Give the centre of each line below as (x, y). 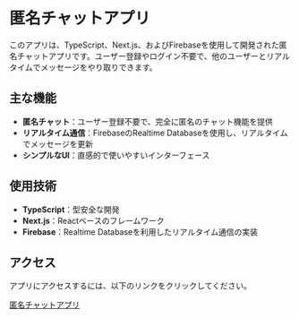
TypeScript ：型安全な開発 (71, 209)
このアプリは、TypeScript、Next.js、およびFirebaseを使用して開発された (144, 45)
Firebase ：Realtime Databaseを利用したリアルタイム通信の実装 (140, 232)
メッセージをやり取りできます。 (99, 67)
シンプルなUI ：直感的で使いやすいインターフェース (116, 155)
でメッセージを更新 (58, 143)
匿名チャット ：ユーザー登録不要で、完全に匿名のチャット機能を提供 (147, 121)
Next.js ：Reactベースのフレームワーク (93, 220)
